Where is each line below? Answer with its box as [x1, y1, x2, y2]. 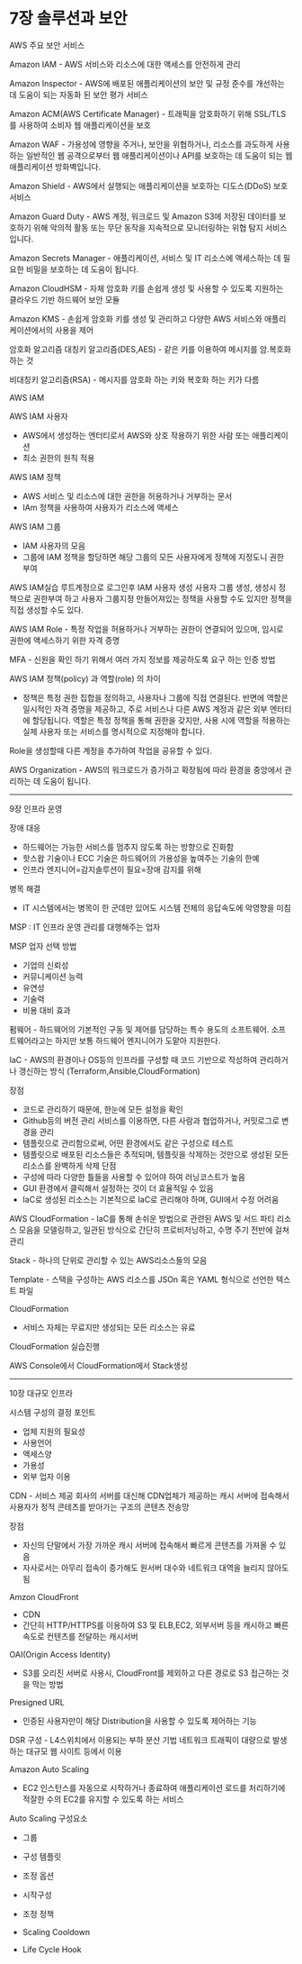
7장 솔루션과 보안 [9, 8, 128, 29]
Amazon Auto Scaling [9, 1763, 90, 1775]
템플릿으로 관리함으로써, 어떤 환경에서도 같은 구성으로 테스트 [22, 1137, 235, 1149]
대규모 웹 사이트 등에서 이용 [25, 1745, 123, 1757]
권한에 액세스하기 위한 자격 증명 [9, 634, 120, 645]
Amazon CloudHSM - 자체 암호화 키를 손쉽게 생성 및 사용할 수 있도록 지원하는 [9, 283, 284, 294]
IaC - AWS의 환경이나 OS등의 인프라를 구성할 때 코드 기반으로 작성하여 [9, 1054, 258, 1065]
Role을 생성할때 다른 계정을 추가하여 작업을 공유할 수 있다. [9, 745, 213, 756]
